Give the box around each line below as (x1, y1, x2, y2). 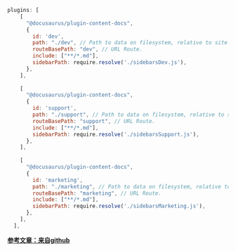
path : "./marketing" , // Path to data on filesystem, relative (32, 183, 221, 190)
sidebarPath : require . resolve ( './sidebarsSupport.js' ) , (32, 131, 199, 138)
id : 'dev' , (32, 32, 65, 40)
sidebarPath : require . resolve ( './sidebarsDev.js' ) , (32, 59, 188, 66)
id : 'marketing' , (32, 176, 83, 184)
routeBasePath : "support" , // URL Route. (32, 117, 156, 124)
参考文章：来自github (7, 236, 70, 244)
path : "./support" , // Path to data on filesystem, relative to (32, 111, 225, 118)
